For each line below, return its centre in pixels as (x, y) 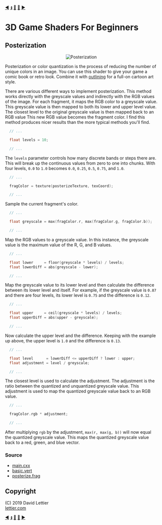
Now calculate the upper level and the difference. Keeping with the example (81, 336)
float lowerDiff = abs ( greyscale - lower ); (54, 267)
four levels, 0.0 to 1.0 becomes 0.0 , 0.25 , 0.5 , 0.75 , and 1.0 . (65, 168)
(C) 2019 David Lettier (27, 503)
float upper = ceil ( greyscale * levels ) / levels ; (66, 313)
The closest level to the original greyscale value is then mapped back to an (80, 112)
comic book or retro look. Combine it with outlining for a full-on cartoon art (79, 77)
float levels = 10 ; (29, 140)
